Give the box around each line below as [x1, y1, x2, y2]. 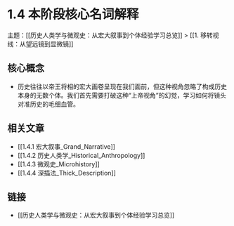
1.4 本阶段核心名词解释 [7, 6, 139, 22]
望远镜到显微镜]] [25, 39, 74, 48]
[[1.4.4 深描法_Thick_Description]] [17, 168, 116, 177]
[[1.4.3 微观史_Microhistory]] [17, 159, 100, 168]
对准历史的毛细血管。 [17, 100, 79, 108]
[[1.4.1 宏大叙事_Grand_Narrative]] [17, 142, 116, 151]
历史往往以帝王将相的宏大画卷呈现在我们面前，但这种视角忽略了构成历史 [17, 82, 227, 91]
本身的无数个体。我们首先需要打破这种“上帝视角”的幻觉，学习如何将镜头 [17, 91, 227, 99]
